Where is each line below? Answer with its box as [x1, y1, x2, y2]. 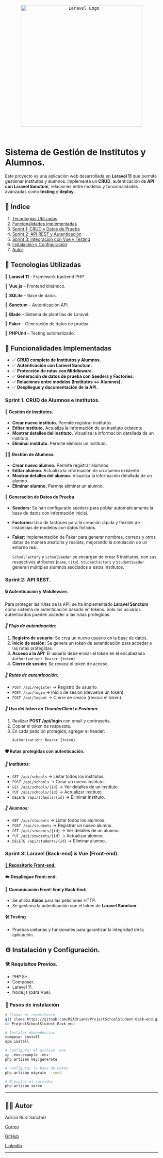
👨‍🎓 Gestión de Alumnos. [5, 452, 55, 457]
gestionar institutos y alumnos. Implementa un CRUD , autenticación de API [5, 178, 155, 184]
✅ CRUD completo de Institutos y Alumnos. [12, 357, 101, 363]
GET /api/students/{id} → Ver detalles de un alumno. [12, 828, 120, 834]
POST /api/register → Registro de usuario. [12, 684, 98, 690]
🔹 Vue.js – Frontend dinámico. [5, 283, 65, 289]
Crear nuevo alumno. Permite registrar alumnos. [12, 462, 110, 468]
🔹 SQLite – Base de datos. [5, 292, 57, 298]
